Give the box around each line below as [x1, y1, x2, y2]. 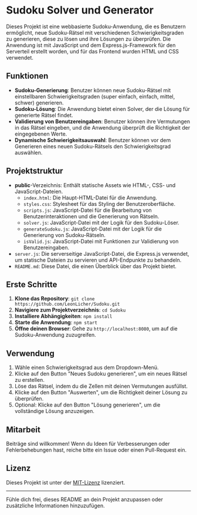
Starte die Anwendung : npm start [14, 319, 98, 326]
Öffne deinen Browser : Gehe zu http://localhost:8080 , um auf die [14, 325, 178, 332]
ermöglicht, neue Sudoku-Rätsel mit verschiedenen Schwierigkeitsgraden [6, 29, 184, 36]
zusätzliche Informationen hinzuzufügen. [6, 502, 106, 509]
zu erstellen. [14, 377, 45, 384]
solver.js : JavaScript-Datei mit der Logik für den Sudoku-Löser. [23, 219, 180, 226]
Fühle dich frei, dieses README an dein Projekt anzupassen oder [6, 496, 163, 503]
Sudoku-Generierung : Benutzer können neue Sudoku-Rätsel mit [14, 86, 171, 94]
